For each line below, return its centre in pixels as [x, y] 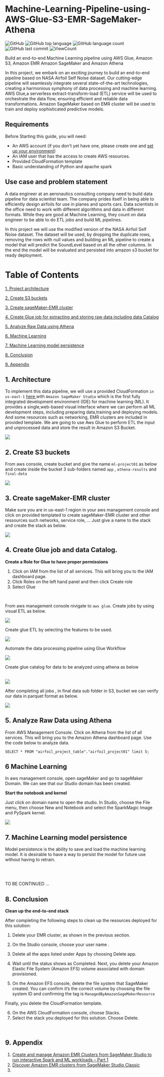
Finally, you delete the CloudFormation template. [54, 1003]
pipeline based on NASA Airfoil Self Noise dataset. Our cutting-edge [74, 78]
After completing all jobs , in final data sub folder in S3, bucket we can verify [82, 691]
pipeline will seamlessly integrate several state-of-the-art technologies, [77, 83]
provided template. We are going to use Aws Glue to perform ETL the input [80, 423]
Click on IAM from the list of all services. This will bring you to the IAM [83, 571]
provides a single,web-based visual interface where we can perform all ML [80, 407]
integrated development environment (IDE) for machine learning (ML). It [77, 402]
